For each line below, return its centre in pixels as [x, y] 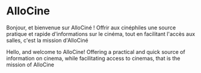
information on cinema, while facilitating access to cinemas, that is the [93, 58]
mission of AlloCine [30, 65]
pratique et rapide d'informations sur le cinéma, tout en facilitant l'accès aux [101, 34]
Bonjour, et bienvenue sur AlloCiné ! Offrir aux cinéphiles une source [91, 28]
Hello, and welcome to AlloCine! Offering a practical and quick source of [96, 51]
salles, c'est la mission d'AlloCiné [47, 40]
